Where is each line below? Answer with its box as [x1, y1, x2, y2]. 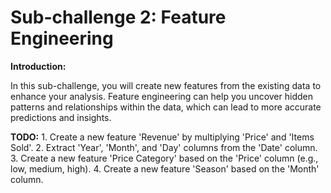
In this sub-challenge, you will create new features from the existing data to [10, 79, 322, 91]
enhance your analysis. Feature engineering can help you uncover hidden [10, 90, 313, 102]
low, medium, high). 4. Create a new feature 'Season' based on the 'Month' [10, 162, 320, 175]
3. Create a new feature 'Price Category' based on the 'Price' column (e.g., [10, 152, 319, 164]
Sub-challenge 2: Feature [10, 6, 227, 29]
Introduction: [10, 60, 67, 72]
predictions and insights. [10, 111, 112, 123]
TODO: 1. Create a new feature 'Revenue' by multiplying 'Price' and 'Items [10, 131, 315, 143]
